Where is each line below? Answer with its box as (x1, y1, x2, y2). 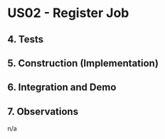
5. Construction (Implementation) (7, 57, 159, 69)
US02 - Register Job (7, 5, 129, 21)
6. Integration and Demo (7, 82, 117, 94)
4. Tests (7, 33, 44, 45)
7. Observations (7, 105, 79, 118)
